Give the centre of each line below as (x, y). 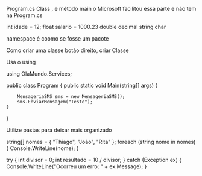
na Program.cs (24, 15)
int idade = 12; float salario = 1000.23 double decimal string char (86, 27)
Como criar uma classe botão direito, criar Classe (68, 50)
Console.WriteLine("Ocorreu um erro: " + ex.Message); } (77, 166)
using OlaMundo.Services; (39, 74)
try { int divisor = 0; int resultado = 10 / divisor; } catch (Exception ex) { (94, 160)
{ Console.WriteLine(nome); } (43, 148)
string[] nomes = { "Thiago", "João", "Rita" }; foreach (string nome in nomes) (101, 142)
